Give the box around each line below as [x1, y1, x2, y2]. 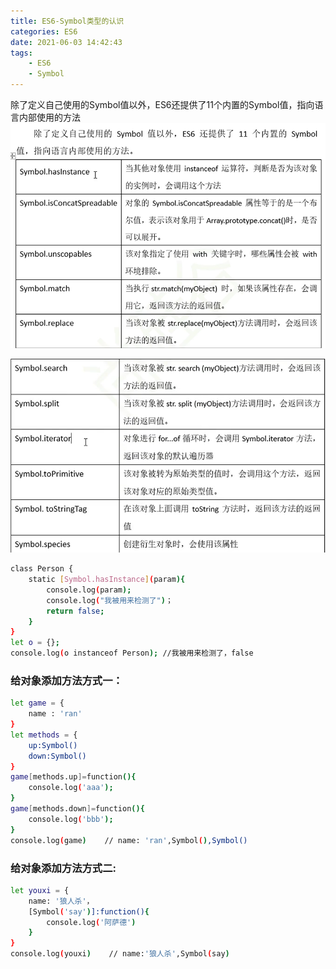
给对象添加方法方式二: [10, 861, 117, 875]
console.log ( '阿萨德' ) [46, 917, 137, 927]
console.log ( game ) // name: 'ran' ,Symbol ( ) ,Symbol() [10, 835, 248, 845]
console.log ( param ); [46, 585, 132, 595]
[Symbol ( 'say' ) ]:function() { [28, 906, 150, 917]
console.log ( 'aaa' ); [28, 783, 114, 793]
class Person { [10, 564, 74, 574]
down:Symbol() [28, 751, 87, 761]
